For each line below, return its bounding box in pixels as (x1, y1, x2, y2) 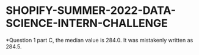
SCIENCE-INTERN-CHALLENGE (5, 16, 168, 30)
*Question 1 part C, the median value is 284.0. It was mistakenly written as (5, 36, 194, 44)
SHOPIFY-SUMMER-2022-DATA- (5, 4, 176, 18)
